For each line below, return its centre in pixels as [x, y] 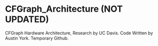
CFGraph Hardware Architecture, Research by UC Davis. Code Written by [79, 33]
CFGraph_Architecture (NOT [64, 9]
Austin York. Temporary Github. [37, 38]
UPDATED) [27, 19]
